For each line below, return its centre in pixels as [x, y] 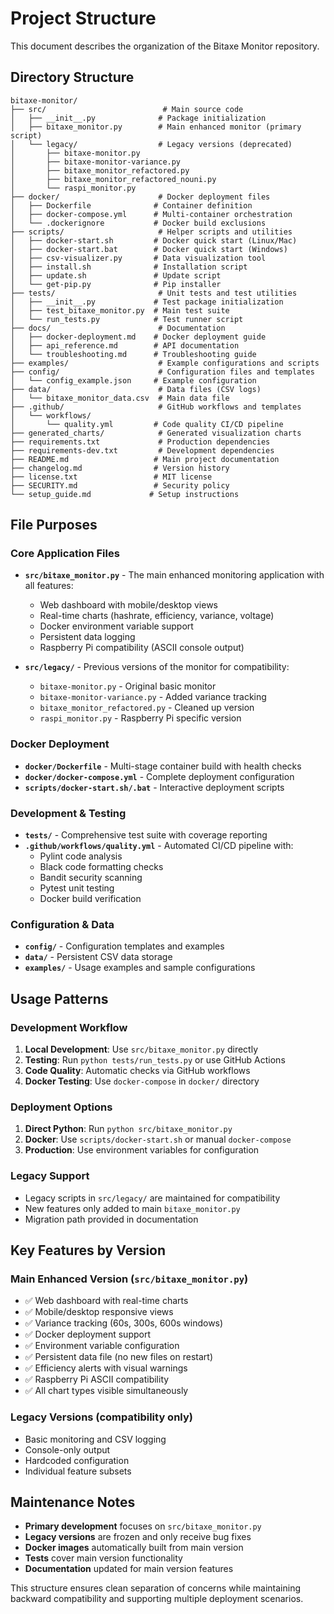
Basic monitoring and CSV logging [95, 1439]
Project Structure [83, 18]
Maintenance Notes [73, 1502]
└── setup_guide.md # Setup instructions [125, 494]
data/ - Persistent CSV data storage [98, 957]
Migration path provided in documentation [111, 1219]
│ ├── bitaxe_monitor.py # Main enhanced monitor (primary [156, 127]
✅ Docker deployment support [87, 1334]
